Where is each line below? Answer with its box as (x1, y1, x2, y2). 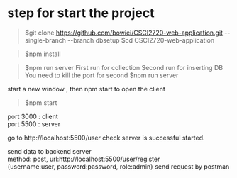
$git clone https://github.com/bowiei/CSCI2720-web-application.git (24, 28, 224, 37)
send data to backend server (7, 147, 92, 155)
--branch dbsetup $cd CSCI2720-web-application (67, 35, 215, 44)
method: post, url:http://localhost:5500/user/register (7, 155, 160, 163)
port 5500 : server (7, 119, 61, 128)
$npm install (24, 50, 62, 58)
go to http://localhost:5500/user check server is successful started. (7, 133, 205, 142)
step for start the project (7, 5, 155, 21)
